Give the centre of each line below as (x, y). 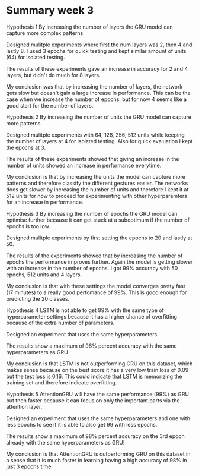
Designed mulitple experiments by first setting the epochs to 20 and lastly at (99, 238)
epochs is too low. (28, 226)
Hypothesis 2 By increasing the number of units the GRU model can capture (99, 117)
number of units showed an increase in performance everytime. (84, 165)
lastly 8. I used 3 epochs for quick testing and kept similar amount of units (96, 51)
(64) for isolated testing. (36, 57)
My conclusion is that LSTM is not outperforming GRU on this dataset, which (99, 364)
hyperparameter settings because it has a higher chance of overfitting (92, 316)
